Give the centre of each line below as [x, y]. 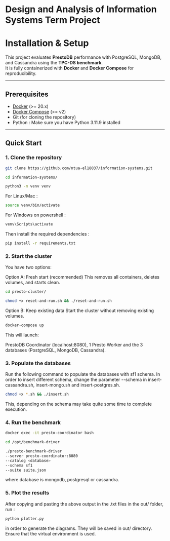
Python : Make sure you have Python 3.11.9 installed [66, 122]
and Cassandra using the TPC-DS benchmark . [54, 63]
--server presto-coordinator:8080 [42, 456]
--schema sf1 [19, 465]
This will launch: [22, 335]
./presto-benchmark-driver [34, 451]
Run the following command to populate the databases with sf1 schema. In [83, 374]
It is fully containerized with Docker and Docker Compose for [70, 68]
